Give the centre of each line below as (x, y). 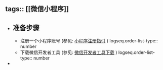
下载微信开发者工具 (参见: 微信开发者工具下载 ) (69, 52)
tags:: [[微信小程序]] (37, 9)
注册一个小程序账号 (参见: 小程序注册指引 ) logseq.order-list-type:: (89, 41)
